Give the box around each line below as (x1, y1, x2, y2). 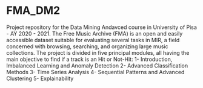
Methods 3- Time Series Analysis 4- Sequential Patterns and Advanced (6, 68, 185, 75)
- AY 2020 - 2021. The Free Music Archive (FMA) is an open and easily (6, 30, 183, 37)
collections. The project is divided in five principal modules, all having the (6, 49, 190, 56)
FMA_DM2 (6, 4, 61, 17)
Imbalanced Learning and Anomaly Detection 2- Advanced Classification (6, 61, 188, 69)
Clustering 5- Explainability (6, 75, 74, 82)
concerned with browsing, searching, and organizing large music (6, 43, 168, 50)
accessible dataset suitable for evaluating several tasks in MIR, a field (6, 36, 180, 43)
